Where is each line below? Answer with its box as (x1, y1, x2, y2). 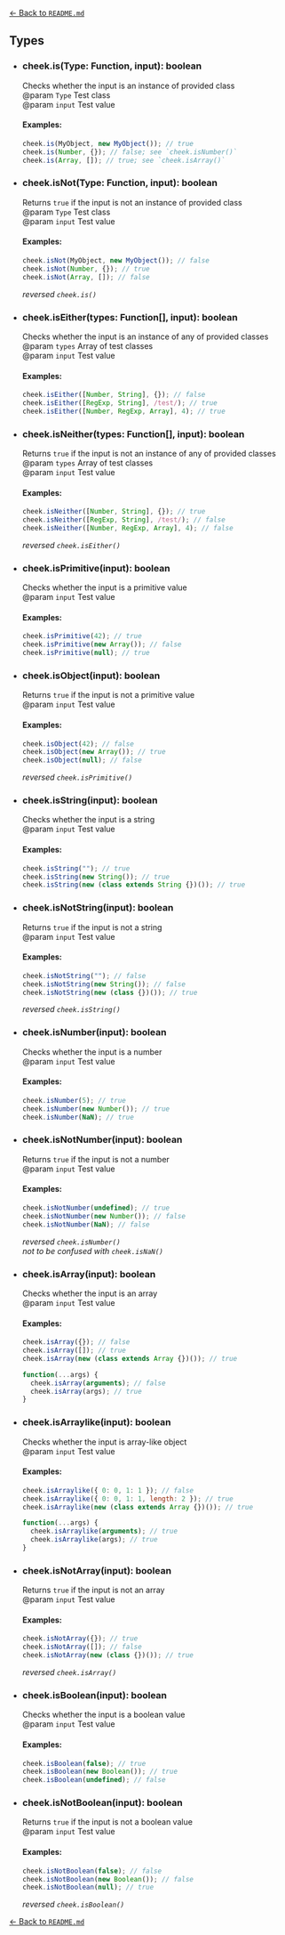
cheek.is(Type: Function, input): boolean (21, 60, 202, 72)
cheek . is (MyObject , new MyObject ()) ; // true (21, 139, 194, 148)
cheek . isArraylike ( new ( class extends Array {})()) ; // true (21, 1502, 254, 1511)
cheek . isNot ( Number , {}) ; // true (21, 264, 150, 273)
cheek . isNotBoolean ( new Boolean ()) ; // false (21, 1874, 194, 1883)
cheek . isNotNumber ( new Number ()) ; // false (21, 1211, 186, 1220)
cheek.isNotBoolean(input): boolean (21, 1797, 184, 1810)
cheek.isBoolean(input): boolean (21, 1688, 167, 1701)
